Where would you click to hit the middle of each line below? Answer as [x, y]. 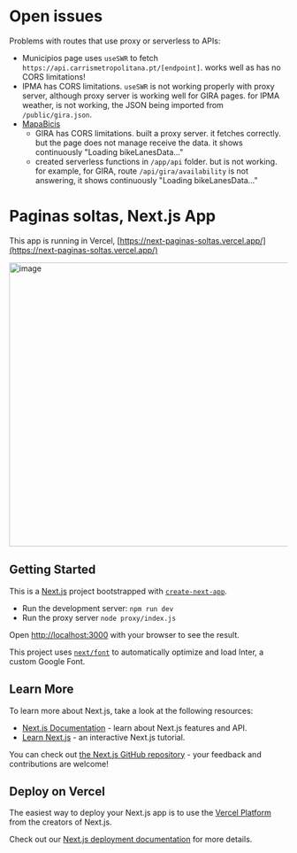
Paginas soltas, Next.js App [113, 217]
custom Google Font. [47, 661]
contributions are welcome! [59, 764]
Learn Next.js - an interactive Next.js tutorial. [103, 737]
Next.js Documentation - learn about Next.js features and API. [134, 727]
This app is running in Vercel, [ [65, 240]
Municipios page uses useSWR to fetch [90, 58]
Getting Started [53, 570]
